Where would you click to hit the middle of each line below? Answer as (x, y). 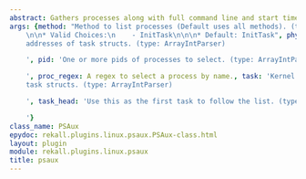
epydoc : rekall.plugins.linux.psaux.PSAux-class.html (114, 135)
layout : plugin (38, 143)
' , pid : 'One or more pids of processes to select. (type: (140, 60)
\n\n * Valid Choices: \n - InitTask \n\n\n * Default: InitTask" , (154, 35)
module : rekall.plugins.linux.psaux (79, 152)
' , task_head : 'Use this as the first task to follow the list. (150, 101)
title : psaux (34, 161)
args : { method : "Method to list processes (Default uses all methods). (148, 26)
